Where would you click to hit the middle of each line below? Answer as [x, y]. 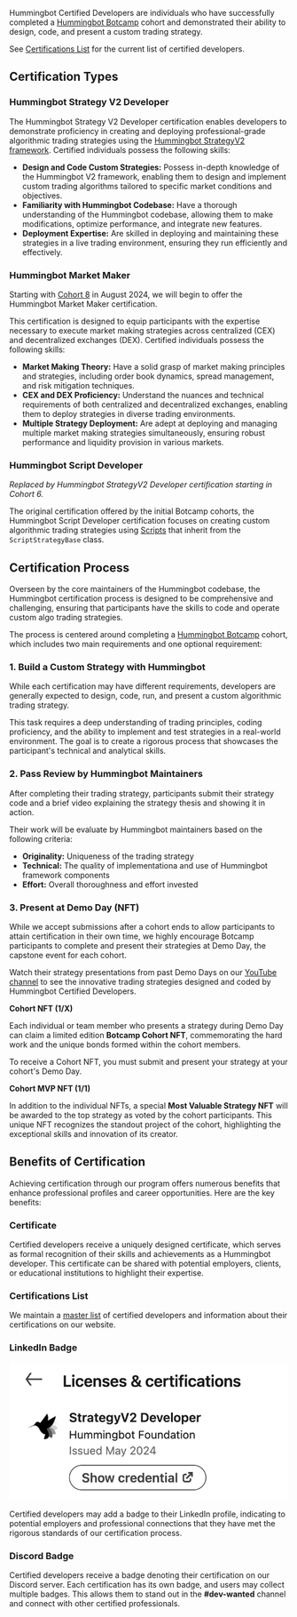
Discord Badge [42, 1556]
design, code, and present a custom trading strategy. [106, 32]
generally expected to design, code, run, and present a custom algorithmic [145, 696]
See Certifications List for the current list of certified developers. [127, 49]
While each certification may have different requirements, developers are [143, 686]
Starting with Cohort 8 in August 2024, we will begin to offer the [126, 294]
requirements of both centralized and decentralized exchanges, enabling [155, 404]
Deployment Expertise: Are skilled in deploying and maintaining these [150, 233]
